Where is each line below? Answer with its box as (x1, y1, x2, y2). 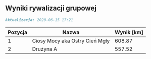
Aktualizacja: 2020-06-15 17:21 (5, 17, 73, 22)
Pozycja (8, 29, 28, 36)
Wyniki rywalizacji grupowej (5, 4, 97, 13)
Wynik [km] (114, 29, 144, 36)
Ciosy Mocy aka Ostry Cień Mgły (32, 37, 110, 44)
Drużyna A (32, 45, 57, 52)
